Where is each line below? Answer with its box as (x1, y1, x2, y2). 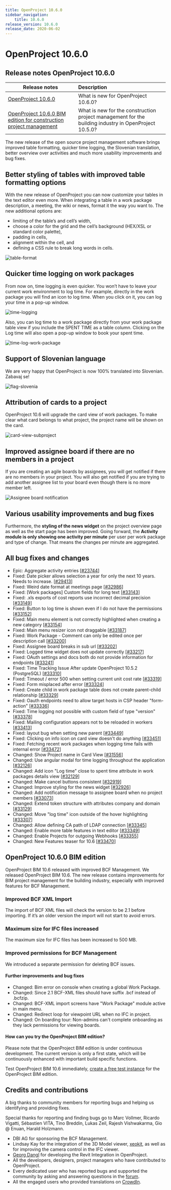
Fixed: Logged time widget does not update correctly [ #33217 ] (12, 648, 144, 655)
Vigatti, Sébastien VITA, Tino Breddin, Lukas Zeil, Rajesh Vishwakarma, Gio (5, 1120, 162, 1126)
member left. (5, 485, 32, 491)
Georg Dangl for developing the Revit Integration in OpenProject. (12, 1151, 148, 1157)
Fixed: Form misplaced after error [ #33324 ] (12, 681, 104, 687)
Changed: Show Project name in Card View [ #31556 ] (12, 751, 123, 757)
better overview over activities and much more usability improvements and (5, 150, 162, 156)
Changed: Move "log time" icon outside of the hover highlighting (12, 811, 148, 817)
